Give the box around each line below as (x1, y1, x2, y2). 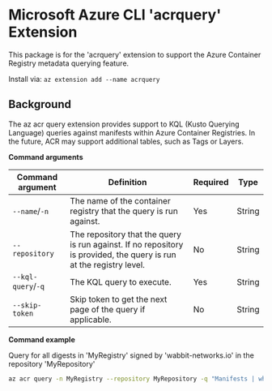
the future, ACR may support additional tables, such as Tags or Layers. (8, 136, 244, 146)
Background (8, 97, 71, 111)
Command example (8, 334, 75, 344)
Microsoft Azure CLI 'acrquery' (8, 6, 222, 24)
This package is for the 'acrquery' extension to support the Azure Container (8, 49, 261, 59)
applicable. (70, 314, 112, 325)
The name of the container (70, 195, 172, 206)
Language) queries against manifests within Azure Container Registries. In (8, 127, 256, 137)
